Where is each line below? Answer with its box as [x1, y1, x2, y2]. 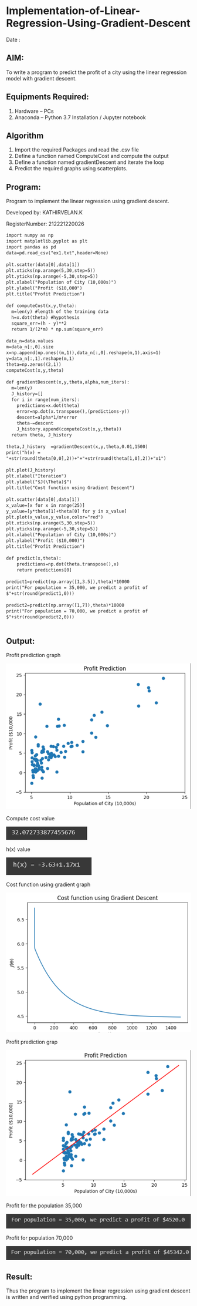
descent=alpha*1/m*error [16, 415, 77, 420]
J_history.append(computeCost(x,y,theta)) [16, 426, 122, 432]
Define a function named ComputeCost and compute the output [14, 153, 169, 160]
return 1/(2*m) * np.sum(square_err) [11, 326, 104, 332]
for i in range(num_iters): [11, 397, 80, 403]
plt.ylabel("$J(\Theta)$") [6, 479, 72, 485]
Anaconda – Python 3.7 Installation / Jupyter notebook [14, 113, 146, 121]
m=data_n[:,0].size [6, 344, 54, 350]
